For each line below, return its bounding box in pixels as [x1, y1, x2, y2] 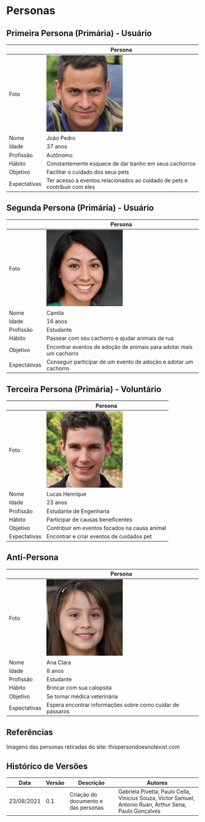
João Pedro [46, 134, 76, 141]
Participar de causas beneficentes [46, 516, 132, 523]
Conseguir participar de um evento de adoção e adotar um [46, 358, 193, 365]
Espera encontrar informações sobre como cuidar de [46, 701, 179, 708]
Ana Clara [46, 658, 71, 666]
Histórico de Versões [6, 761, 88, 771]
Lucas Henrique [46, 490, 87, 498]
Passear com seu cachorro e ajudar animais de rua [46, 334, 174, 342]
